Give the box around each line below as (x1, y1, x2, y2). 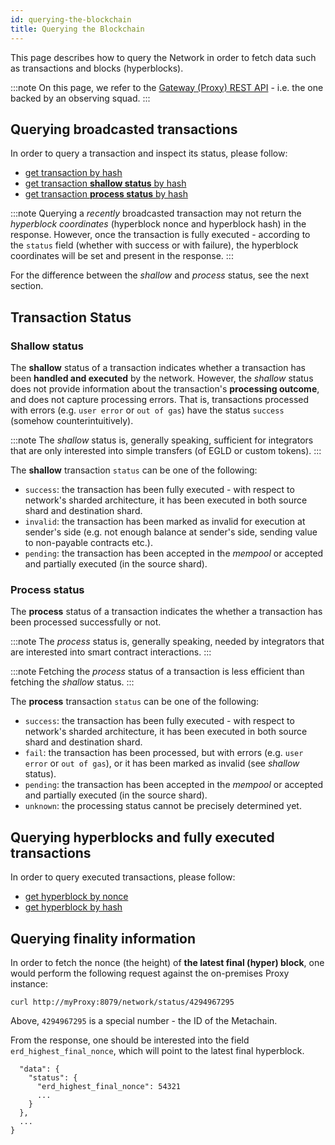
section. (10, 280, 44, 292)
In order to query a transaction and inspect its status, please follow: (10, 147, 288, 160)
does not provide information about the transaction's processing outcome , (10, 383, 320, 395)
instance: (10, 977, 49, 990)
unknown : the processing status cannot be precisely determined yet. (24, 800, 302, 812)
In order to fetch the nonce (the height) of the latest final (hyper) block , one (10, 956, 325, 968)
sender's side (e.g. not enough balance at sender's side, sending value (24, 526, 318, 538)
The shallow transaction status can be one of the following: (10, 464, 258, 476)
